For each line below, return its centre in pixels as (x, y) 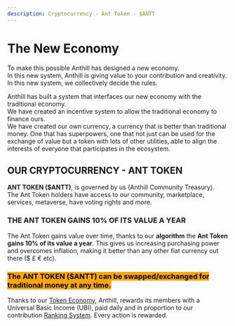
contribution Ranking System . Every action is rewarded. (87, 315)
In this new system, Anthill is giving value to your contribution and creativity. (117, 75)
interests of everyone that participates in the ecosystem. (89, 149)
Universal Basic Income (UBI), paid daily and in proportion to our (100, 307)
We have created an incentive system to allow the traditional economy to (112, 111)
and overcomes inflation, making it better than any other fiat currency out (113, 250)
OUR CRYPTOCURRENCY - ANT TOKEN (95, 170)
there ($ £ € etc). (32, 258)
